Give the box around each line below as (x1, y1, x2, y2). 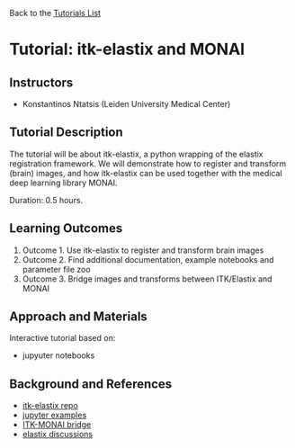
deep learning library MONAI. (9, 177, 119, 188)
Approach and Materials (9, 309, 148, 325)
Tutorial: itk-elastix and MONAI (9, 40, 246, 59)
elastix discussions (22, 429, 94, 440)
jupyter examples (22, 409, 87, 421)
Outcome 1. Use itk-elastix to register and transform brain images (22, 245, 264, 255)
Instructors (9, 75, 74, 90)
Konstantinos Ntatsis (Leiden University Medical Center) (22, 99, 231, 109)
